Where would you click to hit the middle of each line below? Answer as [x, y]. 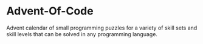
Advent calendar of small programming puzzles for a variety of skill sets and [102, 28]
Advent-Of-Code [50, 11]
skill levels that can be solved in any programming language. [82, 34]
